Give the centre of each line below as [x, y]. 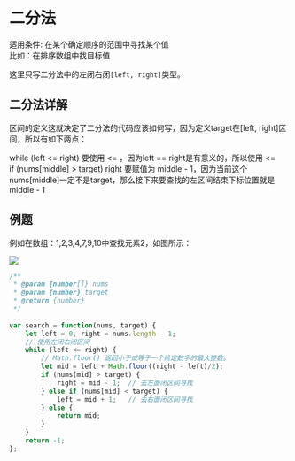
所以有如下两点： [55, 139]
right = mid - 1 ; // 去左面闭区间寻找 [124, 383]
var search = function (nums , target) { [83, 325]
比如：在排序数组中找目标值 [60, 55]
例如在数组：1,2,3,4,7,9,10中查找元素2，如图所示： [101, 242]
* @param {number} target [61, 293]
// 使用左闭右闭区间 [58, 342]
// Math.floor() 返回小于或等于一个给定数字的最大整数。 [136, 358]
